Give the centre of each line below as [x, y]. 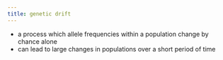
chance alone [38, 41]
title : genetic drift [39, 14]
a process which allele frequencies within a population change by [113, 34]
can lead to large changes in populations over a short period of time [116, 49]
